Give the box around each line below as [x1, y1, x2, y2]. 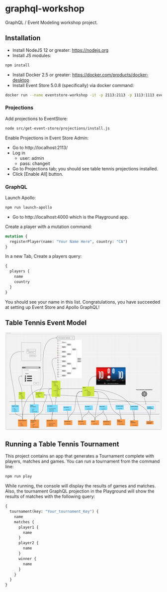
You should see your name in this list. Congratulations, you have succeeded [5, 299, 161, 305]
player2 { [18, 541, 39, 546]
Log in [12, 150, 26, 156]
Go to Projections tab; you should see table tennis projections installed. [12, 165, 158, 172]
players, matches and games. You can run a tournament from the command [5, 459, 160, 465]
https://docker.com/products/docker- [72, 72, 149, 78]
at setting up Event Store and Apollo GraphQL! [5, 304, 100, 310]
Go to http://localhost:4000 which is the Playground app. [12, 214, 129, 220]
